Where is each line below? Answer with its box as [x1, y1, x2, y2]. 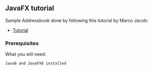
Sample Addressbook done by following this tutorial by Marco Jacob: [5, 17, 148, 23]
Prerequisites [5, 40, 39, 47]
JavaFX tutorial [5, 4, 54, 13]
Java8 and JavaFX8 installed [5, 61, 66, 66]
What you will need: [5, 51, 46, 57]
